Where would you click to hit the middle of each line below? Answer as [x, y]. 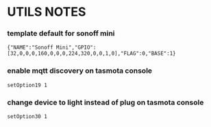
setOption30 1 [27, 117]
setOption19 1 [27, 85]
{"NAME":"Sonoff [30, 48]
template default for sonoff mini [61, 34]
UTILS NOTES [47, 12]
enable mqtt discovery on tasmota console [80, 71]
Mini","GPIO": [76, 48]
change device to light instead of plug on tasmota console [105, 102]
